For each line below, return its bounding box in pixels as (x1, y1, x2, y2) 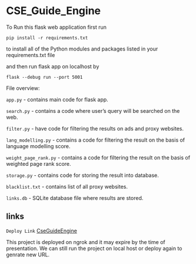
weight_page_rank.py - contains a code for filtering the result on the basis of (6, 154, 190, 161)
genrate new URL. (6, 251, 50, 258)
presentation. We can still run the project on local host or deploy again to (6, 245, 182, 252)
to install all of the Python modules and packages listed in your (6, 45, 158, 52)
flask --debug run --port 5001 (6, 74, 83, 80)
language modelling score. (6, 142, 71, 149)
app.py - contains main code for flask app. (6, 96, 109, 103)
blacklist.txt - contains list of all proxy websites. (6, 183, 128, 190)
